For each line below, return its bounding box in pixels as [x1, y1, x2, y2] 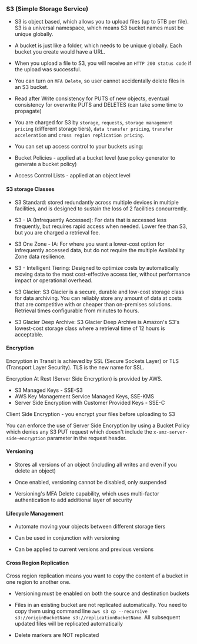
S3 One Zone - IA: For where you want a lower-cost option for [14, 240, 165, 247]
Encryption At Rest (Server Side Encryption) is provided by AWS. [6, 375, 163, 382]
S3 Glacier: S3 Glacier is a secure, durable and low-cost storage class [14, 288, 184, 295]
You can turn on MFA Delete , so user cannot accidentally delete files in [14, 77, 185, 84]
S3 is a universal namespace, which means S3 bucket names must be [14, 24, 184, 31]
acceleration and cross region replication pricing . [14, 131, 145, 138]
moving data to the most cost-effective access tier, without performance [14, 270, 191, 278]
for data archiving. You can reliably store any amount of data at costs [14, 294, 182, 302]
